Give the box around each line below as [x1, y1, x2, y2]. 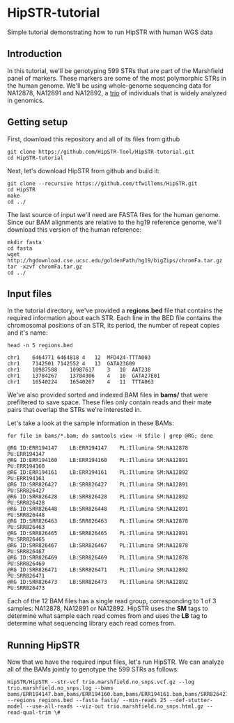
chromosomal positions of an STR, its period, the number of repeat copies [7, 321, 220, 330]
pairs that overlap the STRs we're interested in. [7, 406, 142, 414]
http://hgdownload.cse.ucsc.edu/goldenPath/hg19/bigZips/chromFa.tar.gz [7, 257, 223, 264]
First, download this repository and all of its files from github [7, 134, 180, 143]
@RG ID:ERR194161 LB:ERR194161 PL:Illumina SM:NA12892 [7, 469, 189, 476]
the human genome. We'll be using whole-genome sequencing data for [7, 81, 212, 90]
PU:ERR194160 [7, 463, 45, 470]
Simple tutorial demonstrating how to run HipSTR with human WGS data [7, 28, 214, 36]
